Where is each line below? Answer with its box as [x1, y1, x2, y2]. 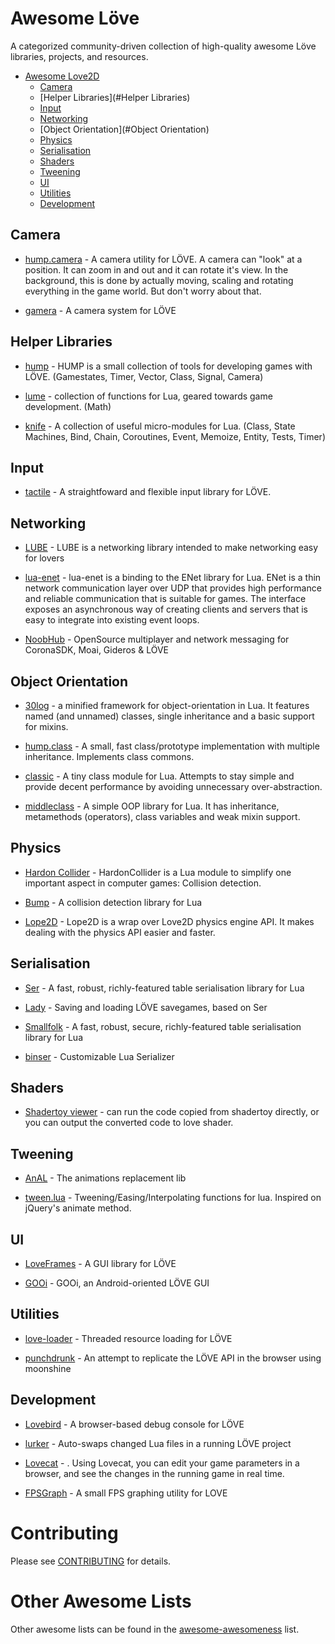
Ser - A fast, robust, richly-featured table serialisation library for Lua [24, 982, 305, 994]
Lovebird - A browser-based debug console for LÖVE [24, 1418, 245, 1430]
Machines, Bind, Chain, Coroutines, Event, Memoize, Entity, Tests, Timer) [24, 430, 327, 442]
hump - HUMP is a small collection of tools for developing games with [24, 360, 313, 372]
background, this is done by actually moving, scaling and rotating [24, 274, 294, 286]
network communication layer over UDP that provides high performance [24, 582, 322, 594]
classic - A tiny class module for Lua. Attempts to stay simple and [24, 770, 295, 782]
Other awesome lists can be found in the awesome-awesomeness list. [10, 1623, 300, 1635]
